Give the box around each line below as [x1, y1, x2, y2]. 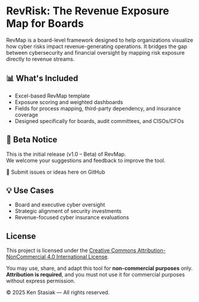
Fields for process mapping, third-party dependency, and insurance [14, 105, 181, 112]
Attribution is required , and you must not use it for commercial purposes [6, 271, 185, 278]
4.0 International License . [47, 253, 109, 260]
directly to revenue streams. [6, 55, 75, 62]
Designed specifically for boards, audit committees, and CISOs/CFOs [14, 117, 184, 124]
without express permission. [6, 278, 75, 285]
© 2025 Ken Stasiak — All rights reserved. [6, 289, 110, 296]
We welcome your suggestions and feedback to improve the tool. [6, 156, 166, 164]
